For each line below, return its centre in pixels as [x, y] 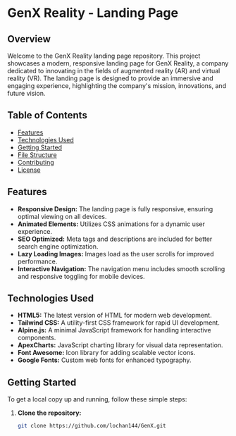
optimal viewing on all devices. [62, 216]
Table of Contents [48, 115]
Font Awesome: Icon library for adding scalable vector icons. [106, 353]
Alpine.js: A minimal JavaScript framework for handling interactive [114, 330]
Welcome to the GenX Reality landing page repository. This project [104, 56]
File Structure [37, 155]
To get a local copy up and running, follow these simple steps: [97, 399]
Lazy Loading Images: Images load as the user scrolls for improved [116, 254]
